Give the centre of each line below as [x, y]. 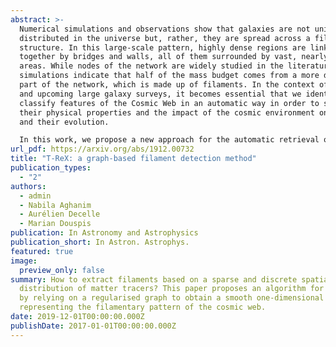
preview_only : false [62, 270]
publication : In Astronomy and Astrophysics [104, 233]
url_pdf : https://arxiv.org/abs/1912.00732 [102, 149]
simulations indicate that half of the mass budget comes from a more [169, 76]
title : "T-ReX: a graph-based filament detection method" [133, 159]
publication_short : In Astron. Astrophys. [100, 242]
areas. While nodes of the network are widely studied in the [151, 66]
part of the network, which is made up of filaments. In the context [167, 85]
